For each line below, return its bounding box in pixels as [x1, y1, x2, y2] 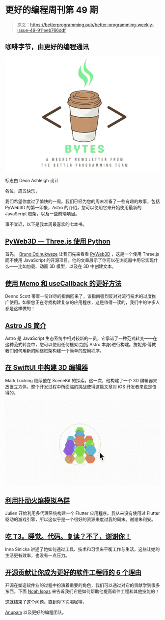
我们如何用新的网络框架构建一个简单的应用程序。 [5, 348, 104, 354]
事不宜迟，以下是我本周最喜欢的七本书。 [5, 221, 87, 227]
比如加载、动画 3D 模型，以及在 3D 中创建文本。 [18, 263, 116, 269]
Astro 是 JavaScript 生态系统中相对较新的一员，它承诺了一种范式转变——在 [5, 335, 158, 341]
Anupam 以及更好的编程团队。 [5, 609, 66, 616]
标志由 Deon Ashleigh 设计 [5, 178, 59, 184]
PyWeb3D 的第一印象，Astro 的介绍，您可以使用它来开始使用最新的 [5, 205, 142, 211]
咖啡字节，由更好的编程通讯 [5, 43, 89, 51]
